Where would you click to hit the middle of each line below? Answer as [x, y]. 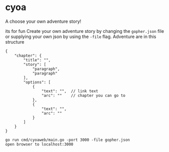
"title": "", [37, 60]
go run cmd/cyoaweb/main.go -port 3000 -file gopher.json [68, 140]
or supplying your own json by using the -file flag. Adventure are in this [81, 36]
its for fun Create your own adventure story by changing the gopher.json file [85, 31]
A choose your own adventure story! [43, 21]
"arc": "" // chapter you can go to [83, 95]
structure [15, 42]
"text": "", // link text [70, 91]
